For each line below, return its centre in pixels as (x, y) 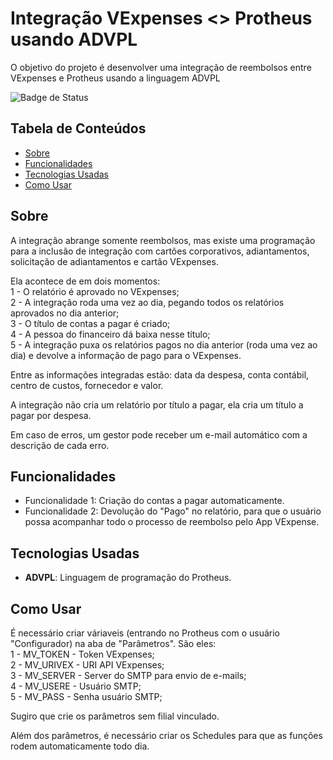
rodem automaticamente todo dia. (80, 746)
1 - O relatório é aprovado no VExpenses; (95, 291)
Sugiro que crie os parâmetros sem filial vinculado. (115, 716)
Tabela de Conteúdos (78, 128)
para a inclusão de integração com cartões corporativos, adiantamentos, (160, 251)
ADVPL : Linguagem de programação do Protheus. (128, 578)
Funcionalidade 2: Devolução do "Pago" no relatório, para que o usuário (173, 511)
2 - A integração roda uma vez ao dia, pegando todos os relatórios (147, 302)
